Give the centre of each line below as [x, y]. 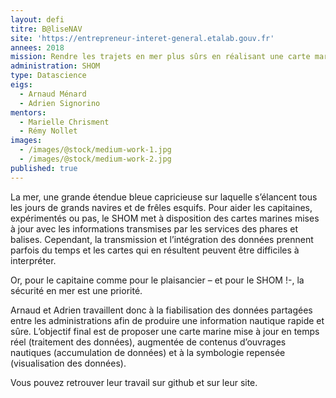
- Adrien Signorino [60, 103]
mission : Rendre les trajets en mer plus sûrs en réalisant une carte [160, 57]
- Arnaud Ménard [53, 94]
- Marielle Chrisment [64, 122]
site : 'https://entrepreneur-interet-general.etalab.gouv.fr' [142, 38]
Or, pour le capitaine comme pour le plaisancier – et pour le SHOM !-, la [157, 280]
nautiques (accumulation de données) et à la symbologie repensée [148, 352]
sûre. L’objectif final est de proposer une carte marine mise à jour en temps [165, 331]
